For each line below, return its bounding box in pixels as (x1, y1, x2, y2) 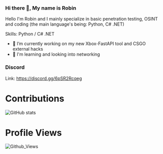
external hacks (12, 46, 44, 52)
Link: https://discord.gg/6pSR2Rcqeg (5, 75, 82, 81)
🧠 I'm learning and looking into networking (12, 51, 100, 57)
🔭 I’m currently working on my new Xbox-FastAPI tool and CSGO (12, 41, 146, 47)
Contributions (5, 93, 64, 104)
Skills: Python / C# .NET (5, 31, 55, 37)
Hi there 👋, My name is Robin (5, 5, 77, 12)
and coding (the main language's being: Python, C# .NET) (5, 21, 124, 27)
